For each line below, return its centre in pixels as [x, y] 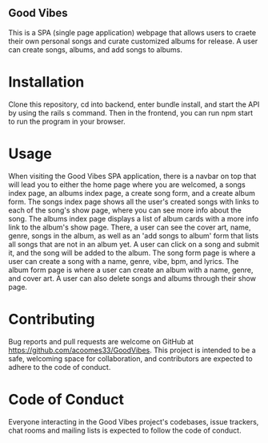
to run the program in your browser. [67, 121]
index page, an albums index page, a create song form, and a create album [132, 193]
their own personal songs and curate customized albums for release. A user [133, 41]
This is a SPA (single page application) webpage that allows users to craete [132, 32]
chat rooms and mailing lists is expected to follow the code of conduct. [125, 430]
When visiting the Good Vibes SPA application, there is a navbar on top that [132, 176]
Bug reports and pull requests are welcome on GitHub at [101, 341]
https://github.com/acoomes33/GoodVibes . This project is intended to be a [132, 350]
